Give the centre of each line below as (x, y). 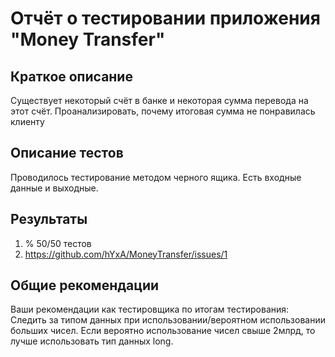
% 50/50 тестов (58, 243)
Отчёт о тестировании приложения (165, 18)
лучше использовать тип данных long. (92, 341)
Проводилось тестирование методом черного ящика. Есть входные (156, 177)
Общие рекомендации (85, 285)
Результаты (49, 219)
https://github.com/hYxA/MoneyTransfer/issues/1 (126, 254)
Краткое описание (71, 76)
